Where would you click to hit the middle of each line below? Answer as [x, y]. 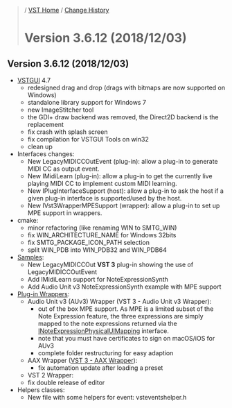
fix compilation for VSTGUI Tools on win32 [88, 139]
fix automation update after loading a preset [100, 368]
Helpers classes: [41, 390]
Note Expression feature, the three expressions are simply [121, 316]
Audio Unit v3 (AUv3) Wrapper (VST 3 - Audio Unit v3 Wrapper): [119, 301]
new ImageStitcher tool [61, 110]
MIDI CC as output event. [63, 169]
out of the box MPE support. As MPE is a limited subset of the [126, 309]
